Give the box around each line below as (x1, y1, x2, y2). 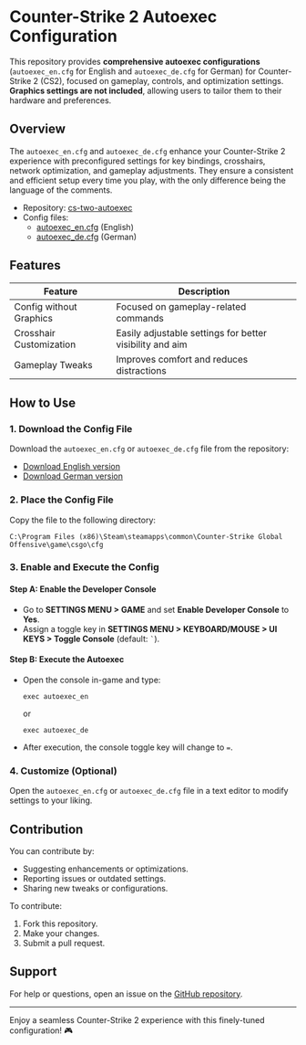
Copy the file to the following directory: (9, 514, 157, 525)
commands (116, 311, 164, 324)
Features (9, 258, 61, 273)
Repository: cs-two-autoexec (22, 202, 133, 213)
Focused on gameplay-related (116, 300, 247, 312)
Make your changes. (22, 927, 100, 938)
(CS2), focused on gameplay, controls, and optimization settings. (40, 75, 284, 86)
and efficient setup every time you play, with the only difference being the (9, 174, 287, 185)
